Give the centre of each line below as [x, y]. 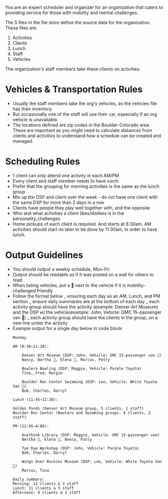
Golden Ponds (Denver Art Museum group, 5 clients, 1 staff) [78, 408]
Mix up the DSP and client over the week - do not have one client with [85, 197]
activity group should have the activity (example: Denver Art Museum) [85, 307]
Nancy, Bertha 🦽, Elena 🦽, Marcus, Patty [66, 360]
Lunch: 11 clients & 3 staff [43, 488]
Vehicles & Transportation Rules [74, 89]
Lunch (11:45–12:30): [35, 399]
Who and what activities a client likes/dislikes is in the [68, 213]
